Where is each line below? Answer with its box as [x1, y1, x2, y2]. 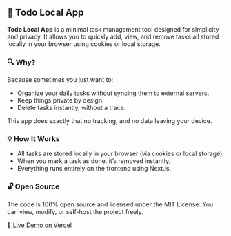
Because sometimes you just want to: [7, 76, 114, 84]
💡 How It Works [7, 134, 60, 144]
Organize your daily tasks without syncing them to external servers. [17, 89, 210, 97]
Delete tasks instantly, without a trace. [17, 104, 126, 112]
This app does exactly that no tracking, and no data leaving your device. [7, 117, 212, 125]
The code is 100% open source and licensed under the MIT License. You [7, 200, 214, 208]
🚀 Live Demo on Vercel [7, 221, 72, 229]
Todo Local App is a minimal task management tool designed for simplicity [7, 25, 219, 33]
